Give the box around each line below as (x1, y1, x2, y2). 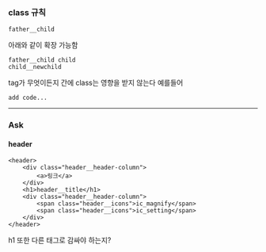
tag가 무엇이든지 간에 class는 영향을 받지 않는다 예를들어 (8, 78, 184, 88)
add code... (8, 94, 47, 102)
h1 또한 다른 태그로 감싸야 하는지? (8, 235, 112, 245)
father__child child (8, 56, 77, 64)
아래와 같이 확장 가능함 (8, 40, 78, 50)
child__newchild (8, 63, 62, 71)
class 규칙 (8, 6, 46, 17)
